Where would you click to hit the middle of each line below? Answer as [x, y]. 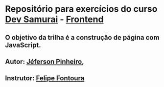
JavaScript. [23, 45]
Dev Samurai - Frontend [54, 19]
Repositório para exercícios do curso [81, 9]
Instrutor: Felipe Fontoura [45, 78]
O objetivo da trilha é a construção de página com [82, 37]
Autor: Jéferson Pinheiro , [45, 61]
